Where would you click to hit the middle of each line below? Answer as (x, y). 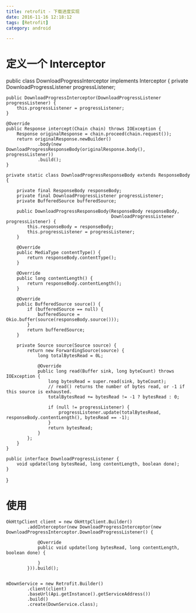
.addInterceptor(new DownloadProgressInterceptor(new (94, 527)
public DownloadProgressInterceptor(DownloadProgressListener (84, 98)
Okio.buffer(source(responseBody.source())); (62, 320)
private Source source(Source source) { (67, 345)
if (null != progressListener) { (89, 407)
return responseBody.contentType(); (72, 258)
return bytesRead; (70, 428)
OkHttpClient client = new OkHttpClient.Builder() (69, 522)
